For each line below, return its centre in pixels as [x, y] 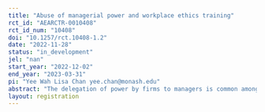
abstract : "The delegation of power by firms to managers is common [123, 89]
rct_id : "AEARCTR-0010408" [52, 23]
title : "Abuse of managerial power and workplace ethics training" [121, 15]
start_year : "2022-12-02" [50, 67]
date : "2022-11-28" [40, 45]
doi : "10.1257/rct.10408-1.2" [58, 37]
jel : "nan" [26, 60]
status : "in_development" [50, 52]
